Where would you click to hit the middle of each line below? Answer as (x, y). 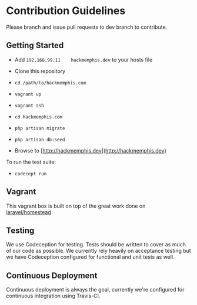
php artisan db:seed (40, 140)
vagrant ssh (29, 106)
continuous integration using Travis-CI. (53, 296)
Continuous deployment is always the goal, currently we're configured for (95, 290)
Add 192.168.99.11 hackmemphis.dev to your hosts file (84, 59)
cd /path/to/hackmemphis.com (50, 83)
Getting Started (35, 45)
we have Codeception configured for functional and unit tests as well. (90, 257)
